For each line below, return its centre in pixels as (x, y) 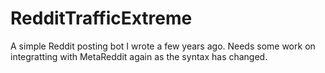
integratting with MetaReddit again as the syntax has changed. (139, 56)
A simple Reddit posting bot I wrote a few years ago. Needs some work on (163, 46)
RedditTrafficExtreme (101, 18)
